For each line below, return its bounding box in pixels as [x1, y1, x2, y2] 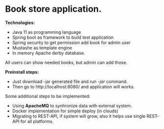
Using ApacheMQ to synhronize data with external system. [12, 103, 133, 108]
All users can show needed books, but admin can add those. [5, 59, 128, 65]
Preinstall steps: [5, 69, 39, 75]
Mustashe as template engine [12, 45, 72, 51]
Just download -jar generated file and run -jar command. [12, 78, 128, 84]
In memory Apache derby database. [12, 50, 85, 56]
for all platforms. [20, 118, 54, 124]
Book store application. [5, 3, 102, 15]
